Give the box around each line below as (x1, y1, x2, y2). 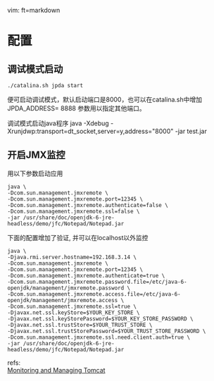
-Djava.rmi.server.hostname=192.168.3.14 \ (7, 254, 137, 261)
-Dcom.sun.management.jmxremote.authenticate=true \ (7, 272, 165, 279)
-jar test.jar (175, 127, 208, 135)
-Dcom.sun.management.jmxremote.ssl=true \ (7, 303, 137, 310)
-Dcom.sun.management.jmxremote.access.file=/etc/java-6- (7, 290, 181, 298)
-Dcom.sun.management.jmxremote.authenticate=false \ (7, 201, 169, 208)
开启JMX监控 (7, 149, 65, 161)
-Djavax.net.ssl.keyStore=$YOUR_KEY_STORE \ (7, 309, 140, 316)
